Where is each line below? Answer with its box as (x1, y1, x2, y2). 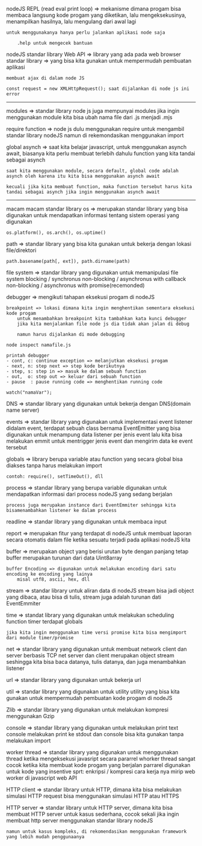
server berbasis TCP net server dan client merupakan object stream (6, 652, 174, 659)
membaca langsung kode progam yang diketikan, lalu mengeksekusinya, (6, 11, 186, 19)
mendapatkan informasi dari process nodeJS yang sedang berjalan (6, 491, 173, 497)
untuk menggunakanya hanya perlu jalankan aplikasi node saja (6, 30, 165, 36)
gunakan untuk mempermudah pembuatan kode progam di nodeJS (6, 695, 173, 701)
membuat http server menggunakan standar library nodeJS (6, 817, 153, 824)
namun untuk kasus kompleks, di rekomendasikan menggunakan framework (6, 829, 187, 835)
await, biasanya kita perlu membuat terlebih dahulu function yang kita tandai (6, 150, 195, 157)
